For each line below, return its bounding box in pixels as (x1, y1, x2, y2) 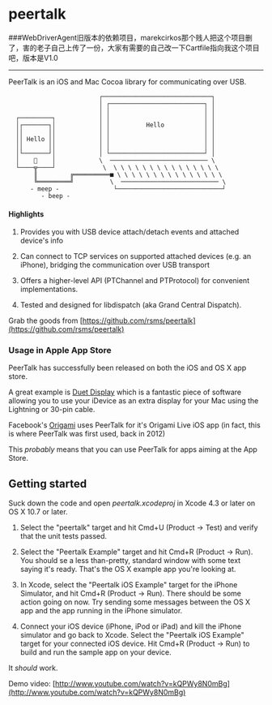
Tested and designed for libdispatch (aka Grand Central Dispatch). (19, 300, 242, 310)
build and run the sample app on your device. (19, 647, 172, 657)
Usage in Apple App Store (8, 345, 112, 356)
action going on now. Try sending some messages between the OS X (19, 597, 251, 607)
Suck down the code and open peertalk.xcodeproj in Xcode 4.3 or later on (8, 498, 256, 508)
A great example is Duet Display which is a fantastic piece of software (8, 387, 241, 398)
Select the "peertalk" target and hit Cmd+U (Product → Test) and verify (19, 522, 258, 532)
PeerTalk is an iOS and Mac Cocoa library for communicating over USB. (8, 76, 247, 86)
